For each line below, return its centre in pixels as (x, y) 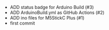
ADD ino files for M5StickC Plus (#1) (47, 18)
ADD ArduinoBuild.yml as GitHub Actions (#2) (57, 12)
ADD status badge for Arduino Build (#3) (52, 7)
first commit (22, 23)
